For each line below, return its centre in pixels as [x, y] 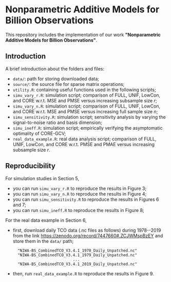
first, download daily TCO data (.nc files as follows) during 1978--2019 [87, 230]
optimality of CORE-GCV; [39, 133]
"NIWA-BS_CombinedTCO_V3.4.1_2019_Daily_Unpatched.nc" [78, 264]
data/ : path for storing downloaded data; [56, 79]
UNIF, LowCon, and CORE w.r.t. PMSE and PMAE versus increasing [84, 144]
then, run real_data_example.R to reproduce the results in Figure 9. [83, 273]
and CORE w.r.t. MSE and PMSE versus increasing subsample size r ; [85, 100]
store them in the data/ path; [43, 241]
